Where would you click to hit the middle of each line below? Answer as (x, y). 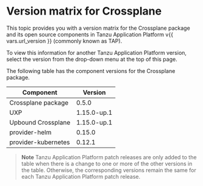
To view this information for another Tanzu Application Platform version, (97, 52)
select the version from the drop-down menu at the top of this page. (92, 59)
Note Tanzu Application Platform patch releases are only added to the (109, 157)
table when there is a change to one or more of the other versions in (107, 164)
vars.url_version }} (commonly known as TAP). (64, 41)
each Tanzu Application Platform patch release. (81, 176)
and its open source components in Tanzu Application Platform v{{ (90, 34)
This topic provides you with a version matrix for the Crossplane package (98, 28)
